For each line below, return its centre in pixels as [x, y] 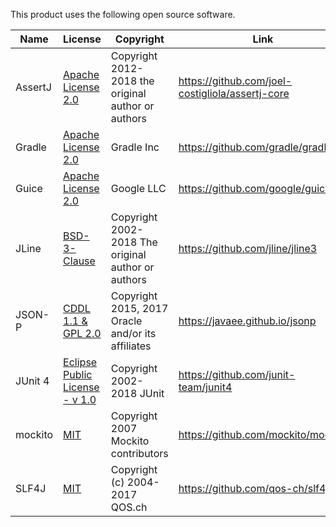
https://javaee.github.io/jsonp [247, 321]
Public [78, 374]
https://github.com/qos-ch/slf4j [253, 488]
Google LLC [138, 188]
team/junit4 [205, 387]
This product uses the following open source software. [123, 14]
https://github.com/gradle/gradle [255, 147]
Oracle [126, 321]
